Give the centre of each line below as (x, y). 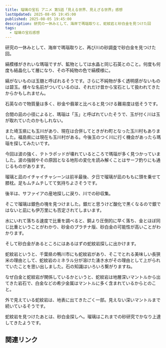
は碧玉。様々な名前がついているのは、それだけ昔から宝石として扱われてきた (83, 87)
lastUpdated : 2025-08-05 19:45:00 (41, 14)
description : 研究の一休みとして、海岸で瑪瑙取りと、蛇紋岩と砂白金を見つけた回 (78, 24)
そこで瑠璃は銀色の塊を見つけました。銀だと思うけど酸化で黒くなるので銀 (81, 204)
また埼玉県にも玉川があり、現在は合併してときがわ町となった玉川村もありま (83, 131)
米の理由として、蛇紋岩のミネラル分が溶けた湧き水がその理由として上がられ (83, 260)
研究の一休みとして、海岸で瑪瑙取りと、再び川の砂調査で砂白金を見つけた (81, 47)
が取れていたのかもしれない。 (35, 120)
